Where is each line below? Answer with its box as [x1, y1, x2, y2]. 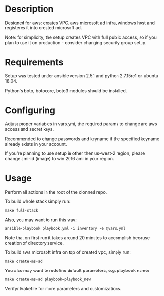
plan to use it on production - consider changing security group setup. [5, 39, 147, 45]
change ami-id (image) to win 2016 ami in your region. [5, 155, 114, 161]
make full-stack [5, 208, 38, 213]
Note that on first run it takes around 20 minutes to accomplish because [5, 234, 150, 241]
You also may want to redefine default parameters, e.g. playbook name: [5, 267, 149, 273]
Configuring [5, 105, 55, 116]
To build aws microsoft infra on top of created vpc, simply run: [5, 249, 131, 255]
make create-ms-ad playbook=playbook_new [5, 277, 91, 282]
